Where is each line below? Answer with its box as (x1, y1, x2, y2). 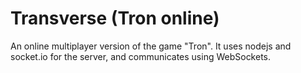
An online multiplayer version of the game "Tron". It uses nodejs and (10, 40, 292, 52)
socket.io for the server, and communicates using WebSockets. (10, 50, 272, 62)
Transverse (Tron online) (10, 7, 220, 30)
